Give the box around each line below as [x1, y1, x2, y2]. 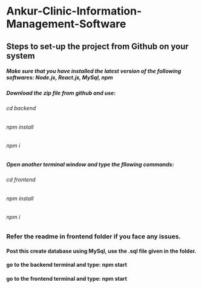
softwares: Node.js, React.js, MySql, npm [6, 74, 113, 81]
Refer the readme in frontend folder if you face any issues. [6, 232, 181, 240]
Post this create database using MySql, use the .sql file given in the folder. [6, 247, 197, 255]
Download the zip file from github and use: [6, 89, 116, 96]
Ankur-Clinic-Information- [6, 4, 142, 18]
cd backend [6, 104, 36, 111]
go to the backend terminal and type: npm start [6, 261, 128, 269]
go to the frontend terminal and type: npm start [6, 275, 128, 282]
